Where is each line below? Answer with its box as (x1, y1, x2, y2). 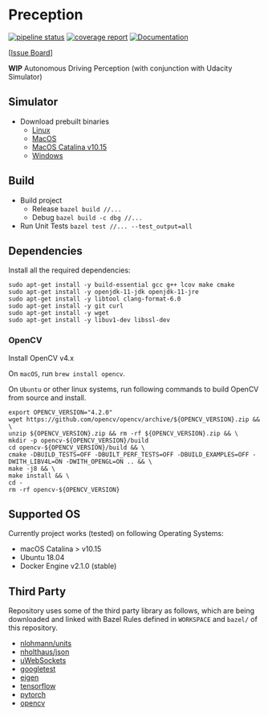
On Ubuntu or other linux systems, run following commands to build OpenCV (8, 384, 259, 394)
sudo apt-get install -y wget (8, 309, 110, 317)
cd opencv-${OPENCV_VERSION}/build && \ (8, 444, 146, 452)
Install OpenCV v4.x (8, 353, 75, 362)
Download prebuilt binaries (19, 117, 110, 126)
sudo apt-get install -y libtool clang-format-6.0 (8, 295, 181, 303)
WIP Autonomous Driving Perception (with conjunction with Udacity (8, 63, 233, 73)
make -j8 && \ (8, 464, 56, 473)
